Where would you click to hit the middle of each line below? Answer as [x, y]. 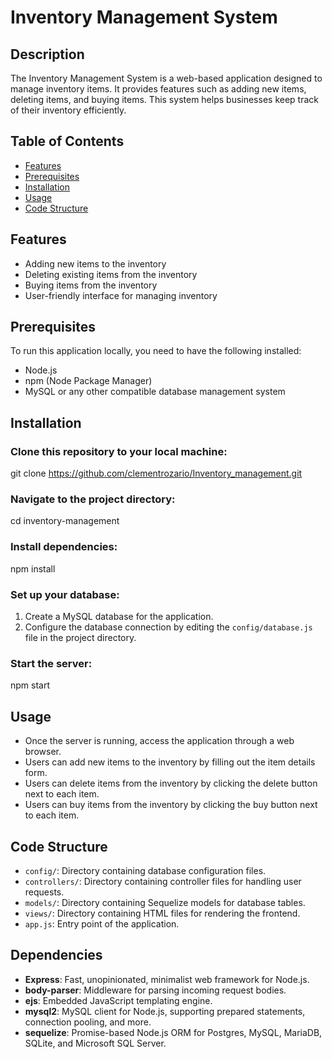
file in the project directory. [80, 638]
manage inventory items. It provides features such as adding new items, [158, 89]
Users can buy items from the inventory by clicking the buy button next [171, 805]
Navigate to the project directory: [93, 499]
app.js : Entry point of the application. [102, 923]
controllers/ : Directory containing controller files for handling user [163, 881]
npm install [33, 568]
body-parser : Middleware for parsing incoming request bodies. [155, 990]
